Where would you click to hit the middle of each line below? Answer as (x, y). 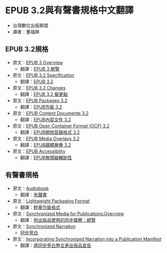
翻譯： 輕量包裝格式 (40, 207)
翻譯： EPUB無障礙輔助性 (46, 157)
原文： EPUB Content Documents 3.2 (51, 113)
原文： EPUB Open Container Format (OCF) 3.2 (61, 126)
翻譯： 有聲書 (33, 194)
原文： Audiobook (31, 188)
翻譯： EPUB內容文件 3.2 (46, 119)
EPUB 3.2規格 (27, 49)
